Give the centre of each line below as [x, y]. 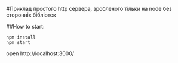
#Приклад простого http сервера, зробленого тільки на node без [89, 9]
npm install [21, 37]
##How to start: [25, 26]
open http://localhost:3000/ [40, 53]
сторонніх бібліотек [31, 15]
